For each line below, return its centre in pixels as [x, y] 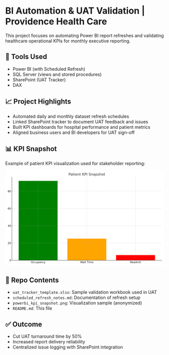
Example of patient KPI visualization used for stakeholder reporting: [75, 164]
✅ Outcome [24, 324]
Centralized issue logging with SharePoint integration [68, 347]
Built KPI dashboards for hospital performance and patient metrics [81, 127]
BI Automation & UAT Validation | [75, 11]
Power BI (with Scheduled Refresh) [49, 69]
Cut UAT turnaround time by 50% [47, 336]
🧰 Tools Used [26, 57]
